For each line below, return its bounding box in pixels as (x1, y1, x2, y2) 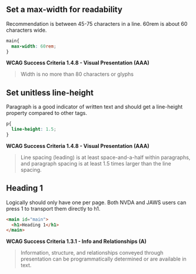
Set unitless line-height (6, 87, 94, 97)
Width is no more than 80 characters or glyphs (20, 70, 134, 78)
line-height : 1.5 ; (11, 126, 57, 133)
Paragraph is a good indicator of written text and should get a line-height (6, 103, 183, 110)
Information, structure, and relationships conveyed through (20, 249, 164, 256)
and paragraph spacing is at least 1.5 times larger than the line (20, 160, 172, 167)
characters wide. (6, 26, 47, 33)
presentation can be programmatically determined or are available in (20, 255, 187, 263)
